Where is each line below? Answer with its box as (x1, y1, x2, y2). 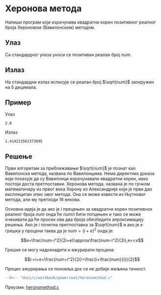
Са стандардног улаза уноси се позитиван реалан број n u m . (5, 52, 132, 57)
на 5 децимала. (5, 84, 38, 90)
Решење (5, 152, 33, 161)
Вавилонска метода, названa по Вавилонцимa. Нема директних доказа (5, 170, 155, 177)
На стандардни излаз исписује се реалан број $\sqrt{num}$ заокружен (5, 79, 154, 85)
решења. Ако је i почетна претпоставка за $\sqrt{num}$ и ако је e (5, 222, 143, 228)
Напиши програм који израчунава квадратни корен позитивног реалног (5, 19, 157, 25)
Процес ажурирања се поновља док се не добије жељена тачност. (5, 266, 147, 271)
